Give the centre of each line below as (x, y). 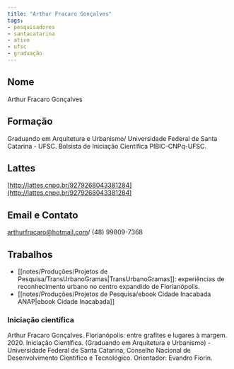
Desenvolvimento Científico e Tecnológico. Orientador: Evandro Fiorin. (110, 358)
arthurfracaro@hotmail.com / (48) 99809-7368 (75, 232)
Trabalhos (30, 255)
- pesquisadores (31, 27)
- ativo (19, 40)
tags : (15, 21)
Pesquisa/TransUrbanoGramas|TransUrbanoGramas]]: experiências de (121, 279)
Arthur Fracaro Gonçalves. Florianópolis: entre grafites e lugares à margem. (117, 335)
